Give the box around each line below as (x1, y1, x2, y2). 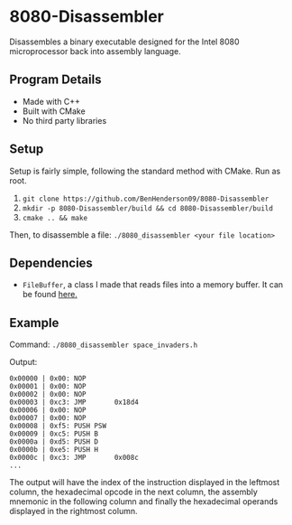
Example (9, 314, 59, 331)
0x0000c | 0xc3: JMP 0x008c (9, 454, 140, 463)
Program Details (9, 72, 102, 88)
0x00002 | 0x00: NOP (9, 390, 87, 399)
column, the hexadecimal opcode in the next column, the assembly (9, 486, 259, 498)
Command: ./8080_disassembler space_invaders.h (9, 339, 198, 350)
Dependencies (9, 255, 93, 270)
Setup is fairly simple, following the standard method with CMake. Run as (9, 165, 281, 176)
